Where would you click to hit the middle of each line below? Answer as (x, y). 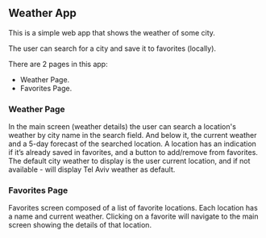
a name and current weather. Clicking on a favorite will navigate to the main (133, 216)
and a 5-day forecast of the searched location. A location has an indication (132, 144)
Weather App (42, 13)
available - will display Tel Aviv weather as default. (92, 169)
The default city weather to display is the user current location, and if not (129, 161)
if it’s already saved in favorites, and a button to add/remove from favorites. (133, 152)
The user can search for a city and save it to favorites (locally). (112, 48)
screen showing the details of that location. (80, 225)
